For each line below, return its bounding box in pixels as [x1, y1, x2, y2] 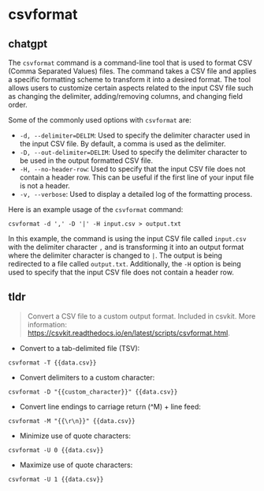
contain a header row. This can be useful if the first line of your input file [19, 172, 255, 182]
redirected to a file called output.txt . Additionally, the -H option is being [8, 259, 242, 268]
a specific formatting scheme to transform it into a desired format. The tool [8, 75, 251, 84]
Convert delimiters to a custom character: [19, 372, 155, 382]
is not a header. [19, 181, 71, 191]
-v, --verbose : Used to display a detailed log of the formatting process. [19, 190, 253, 198]
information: [27, 319, 67, 329]
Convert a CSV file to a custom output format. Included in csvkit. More [27, 311, 256, 321]
